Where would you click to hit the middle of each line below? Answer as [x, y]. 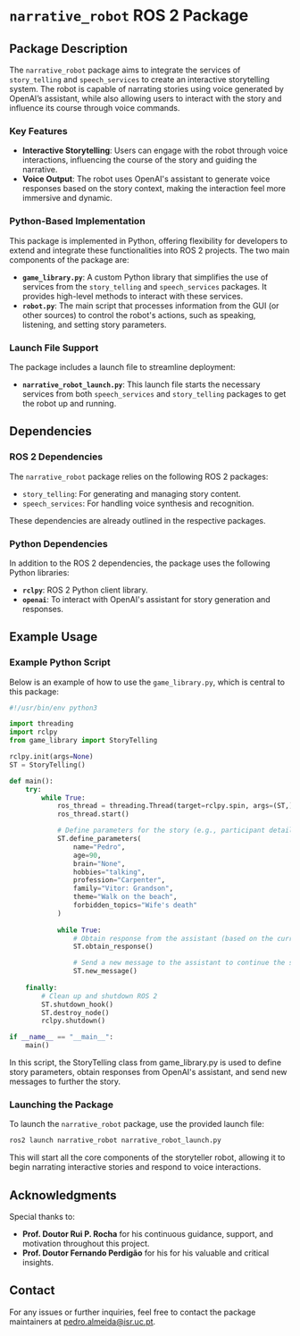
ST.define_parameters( [99, 839]
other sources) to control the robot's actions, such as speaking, [139, 315]
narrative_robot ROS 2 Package [129, 16]
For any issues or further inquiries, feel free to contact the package [133, 1312]
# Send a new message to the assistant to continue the [179, 963]
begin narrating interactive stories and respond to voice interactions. [135, 1167]
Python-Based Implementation [77, 222]
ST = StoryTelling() [48, 765]
